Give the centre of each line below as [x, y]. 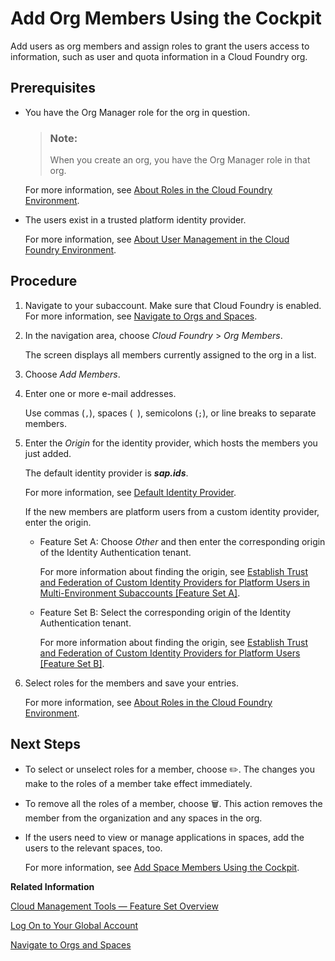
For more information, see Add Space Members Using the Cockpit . [162, 867]
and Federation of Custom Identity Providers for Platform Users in [174, 582]
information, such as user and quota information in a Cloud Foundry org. [159, 56]
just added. [48, 453]
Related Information [52, 886]
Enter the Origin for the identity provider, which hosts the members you [171, 443]
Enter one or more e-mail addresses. [100, 393]
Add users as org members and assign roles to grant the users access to [160, 46]
